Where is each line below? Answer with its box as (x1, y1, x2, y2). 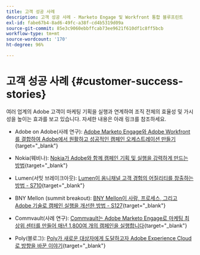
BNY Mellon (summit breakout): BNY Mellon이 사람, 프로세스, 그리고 (14, 194, 177, 202)
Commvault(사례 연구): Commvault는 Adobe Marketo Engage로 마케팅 (14, 215, 183, 222)
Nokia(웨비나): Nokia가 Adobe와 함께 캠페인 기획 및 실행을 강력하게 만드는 (14, 154, 189, 161)
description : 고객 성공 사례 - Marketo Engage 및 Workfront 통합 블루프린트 (6, 14, 183, 20)
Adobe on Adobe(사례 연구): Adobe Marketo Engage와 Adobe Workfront (14, 128, 190, 135)
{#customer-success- (71, 75, 183, 88)
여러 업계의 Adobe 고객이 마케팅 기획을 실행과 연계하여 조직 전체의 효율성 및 (6, 108, 183, 115)
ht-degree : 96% (6, 42, 44, 48)
